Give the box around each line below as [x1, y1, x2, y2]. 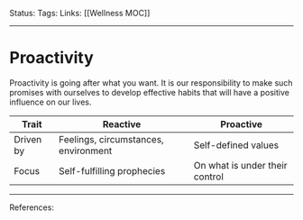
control [193, 170, 224, 183]
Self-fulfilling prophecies [58, 164, 166, 177]
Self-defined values [193, 139, 280, 151]
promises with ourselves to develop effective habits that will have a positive [9, 87, 290, 97]
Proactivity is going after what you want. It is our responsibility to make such [9, 77, 293, 88]
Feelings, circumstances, [58, 133, 164, 145]
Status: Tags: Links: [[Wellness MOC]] [9, 8, 151, 18]
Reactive [102, 117, 142, 130]
